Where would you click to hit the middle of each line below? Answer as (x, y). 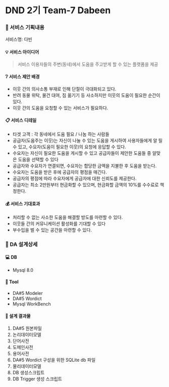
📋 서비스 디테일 (21, 120)
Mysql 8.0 (23, 270)
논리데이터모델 (27, 334)
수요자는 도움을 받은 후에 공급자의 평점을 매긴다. (60, 172)
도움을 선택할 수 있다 (38, 159)
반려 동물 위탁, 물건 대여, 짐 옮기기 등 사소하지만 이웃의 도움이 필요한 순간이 (86, 95)
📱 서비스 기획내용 (25, 27)
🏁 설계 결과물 (18, 316)
